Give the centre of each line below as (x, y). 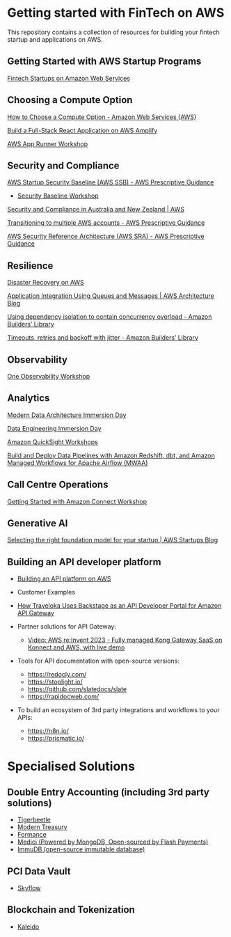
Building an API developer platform (84, 562)
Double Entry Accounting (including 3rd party (109, 792)
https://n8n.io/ (48, 731)
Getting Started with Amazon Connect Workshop (77, 501)
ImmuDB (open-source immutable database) (81, 849)
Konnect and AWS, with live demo (76, 647)
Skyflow (29, 888)
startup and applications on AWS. (55, 39)
